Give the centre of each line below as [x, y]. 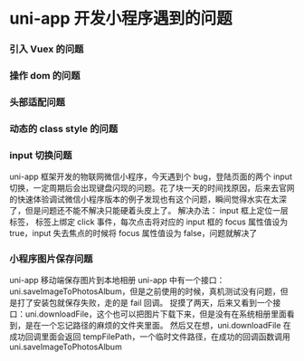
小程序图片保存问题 [51, 259]
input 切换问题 [41, 155]
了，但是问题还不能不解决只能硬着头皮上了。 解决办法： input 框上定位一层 [149, 211]
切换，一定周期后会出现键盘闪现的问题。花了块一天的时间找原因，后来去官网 [152, 188]
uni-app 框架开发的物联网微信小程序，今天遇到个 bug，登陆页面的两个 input [151, 176]
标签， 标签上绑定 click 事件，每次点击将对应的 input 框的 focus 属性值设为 [148, 222]
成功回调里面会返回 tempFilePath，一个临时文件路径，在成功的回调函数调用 [150, 337]
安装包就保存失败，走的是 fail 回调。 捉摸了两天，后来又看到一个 [153, 303]
